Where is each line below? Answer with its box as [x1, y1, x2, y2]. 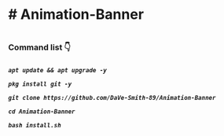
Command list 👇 [8, 42, 71, 53]
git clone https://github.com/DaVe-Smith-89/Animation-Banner [8, 94, 216, 101]
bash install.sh [8, 121, 61, 129]
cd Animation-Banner [8, 108, 76, 116]
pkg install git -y [8, 80, 72, 88]
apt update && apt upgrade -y [8, 66, 108, 74]
